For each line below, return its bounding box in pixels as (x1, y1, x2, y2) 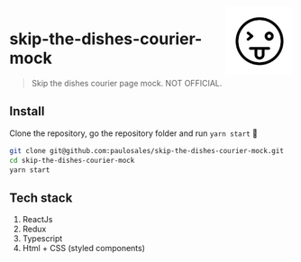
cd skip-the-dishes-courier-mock (9, 156, 135, 165)
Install (9, 104, 45, 119)
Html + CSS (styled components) (22, 243, 146, 254)
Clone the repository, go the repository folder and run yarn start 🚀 (9, 128, 259, 139)
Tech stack (9, 190, 73, 205)
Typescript (22, 233, 63, 244)
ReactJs (22, 214, 53, 225)
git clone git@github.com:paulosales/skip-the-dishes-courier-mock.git (9, 146, 284, 155)
